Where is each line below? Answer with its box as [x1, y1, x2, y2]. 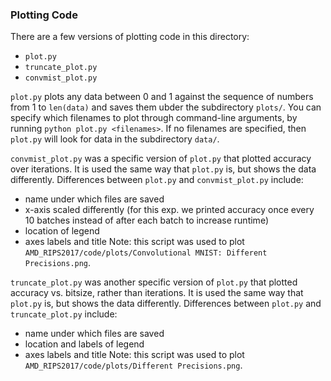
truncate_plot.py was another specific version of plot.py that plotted [10, 276, 298, 288]
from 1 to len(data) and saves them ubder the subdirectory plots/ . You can [10, 101, 322, 113]
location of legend [24, 225, 100, 237]
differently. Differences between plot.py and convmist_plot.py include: [10, 174, 304, 186]
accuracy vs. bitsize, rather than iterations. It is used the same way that [10, 287, 304, 299]
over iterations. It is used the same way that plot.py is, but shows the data [10, 163, 317, 175]
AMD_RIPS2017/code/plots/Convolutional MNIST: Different [24, 248, 268, 258]
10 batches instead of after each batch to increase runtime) [24, 214, 269, 227]
